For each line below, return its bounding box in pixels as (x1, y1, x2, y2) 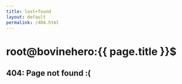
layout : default (6, 14, 46, 20)
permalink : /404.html (6, 19, 59, 25)
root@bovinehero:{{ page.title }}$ (6, 45, 177, 58)
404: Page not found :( (6, 68, 91, 78)
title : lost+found (6, 8, 51, 15)
